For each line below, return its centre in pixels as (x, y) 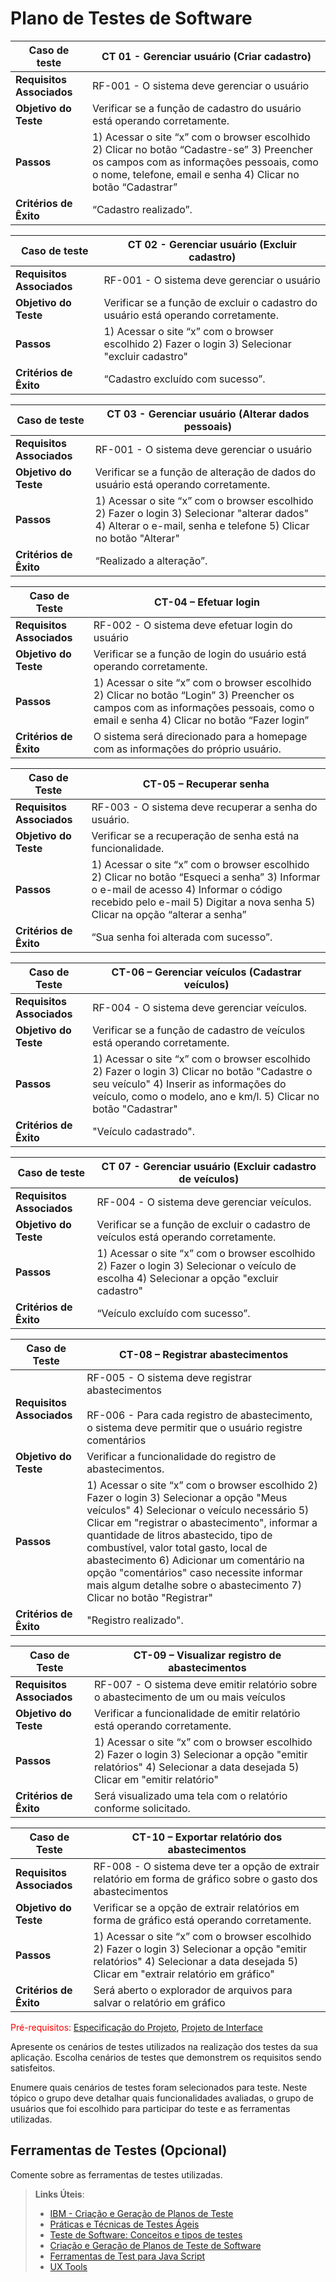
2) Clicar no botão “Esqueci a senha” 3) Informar (206, 877)
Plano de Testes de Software (131, 18)
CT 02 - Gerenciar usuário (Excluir (212, 244)
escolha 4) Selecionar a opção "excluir (187, 1278)
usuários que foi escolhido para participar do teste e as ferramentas (150, 2108)
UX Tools (68, 2266)
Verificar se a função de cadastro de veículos (199, 1030)
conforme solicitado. (142, 1808)
